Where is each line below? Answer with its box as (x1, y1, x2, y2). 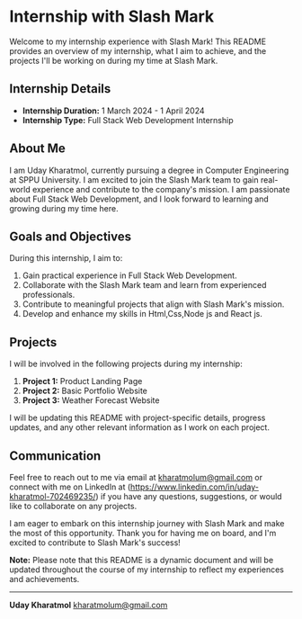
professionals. (22, 290, 75, 301)
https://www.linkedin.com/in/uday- (129, 481, 259, 492)
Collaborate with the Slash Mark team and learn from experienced (22, 280, 267, 291)
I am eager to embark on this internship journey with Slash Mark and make (9, 518, 285, 528)
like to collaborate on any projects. (9, 501, 138, 511)
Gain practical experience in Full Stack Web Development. (22, 270, 237, 281)
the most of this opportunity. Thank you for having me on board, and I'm (9, 528, 277, 538)
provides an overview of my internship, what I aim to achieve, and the (9, 45, 267, 56)
